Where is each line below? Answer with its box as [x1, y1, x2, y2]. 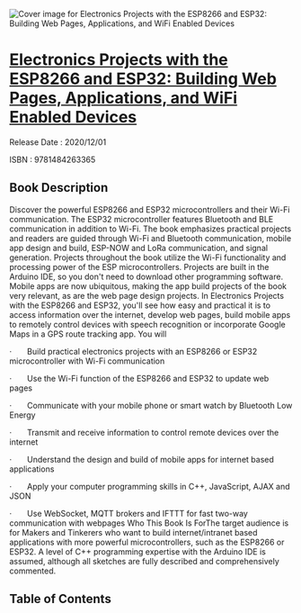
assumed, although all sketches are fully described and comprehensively [9, 555, 280, 566]
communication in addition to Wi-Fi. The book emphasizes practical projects [9, 223, 292, 234]
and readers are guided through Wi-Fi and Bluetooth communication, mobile [9, 232, 292, 243]
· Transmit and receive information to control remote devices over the [9, 427, 279, 437]
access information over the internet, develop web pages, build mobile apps [9, 309, 291, 320]
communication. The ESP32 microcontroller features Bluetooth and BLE [9, 213, 274, 224]
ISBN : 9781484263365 [9, 154, 96, 165]
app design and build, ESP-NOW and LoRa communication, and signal [9, 242, 268, 253]
